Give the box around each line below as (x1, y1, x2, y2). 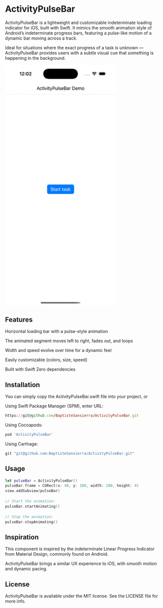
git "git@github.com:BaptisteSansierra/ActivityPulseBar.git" (5, 451, 135, 456)
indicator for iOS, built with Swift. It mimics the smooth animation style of (5, 24, 152, 30)
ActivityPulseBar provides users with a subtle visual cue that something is (5, 50, 154, 56)
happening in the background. (5, 55, 66, 61)
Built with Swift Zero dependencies (5, 366, 76, 373)
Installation (5, 380, 40, 389)
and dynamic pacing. (5, 566, 47, 572)
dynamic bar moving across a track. (5, 35, 77, 41)
